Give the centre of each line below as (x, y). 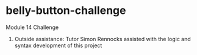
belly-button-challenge (66, 11)
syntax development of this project (58, 45)
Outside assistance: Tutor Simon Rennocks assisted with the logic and (103, 39)
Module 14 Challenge (32, 27)
